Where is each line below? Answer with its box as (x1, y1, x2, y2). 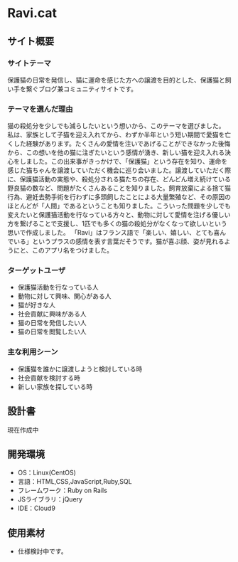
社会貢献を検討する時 (17, 373, 80, 382)
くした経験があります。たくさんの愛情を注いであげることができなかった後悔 (7, 139, 231, 148)
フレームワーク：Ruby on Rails (17, 486, 108, 495)
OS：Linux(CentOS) (17, 468, 77, 477)
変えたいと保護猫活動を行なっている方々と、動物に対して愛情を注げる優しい (7, 211, 231, 219)
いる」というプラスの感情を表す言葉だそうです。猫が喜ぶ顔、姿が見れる (13, 237, 225, 246)
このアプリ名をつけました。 (31, 246, 114, 255)
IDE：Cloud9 (17, 504, 55, 513)
